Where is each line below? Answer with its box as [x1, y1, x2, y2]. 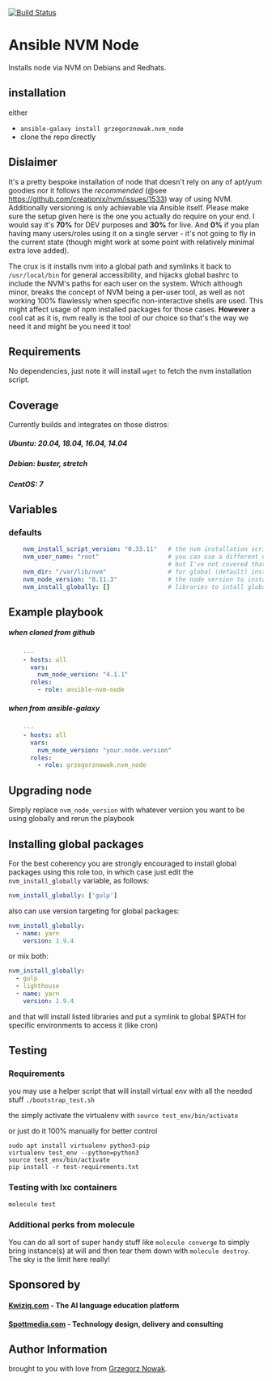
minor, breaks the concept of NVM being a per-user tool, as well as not [8, 287, 245, 297]
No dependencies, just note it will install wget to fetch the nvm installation [8, 366, 252, 376]
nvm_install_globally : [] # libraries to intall [23, 582, 244, 591]
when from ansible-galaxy [8, 703, 100, 713]
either [8, 108, 28, 117]
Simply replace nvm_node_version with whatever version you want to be [8, 805, 245, 815]
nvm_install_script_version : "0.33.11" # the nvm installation [23, 545, 249, 553]
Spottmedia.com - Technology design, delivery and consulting [8, 1319, 224, 1328]
